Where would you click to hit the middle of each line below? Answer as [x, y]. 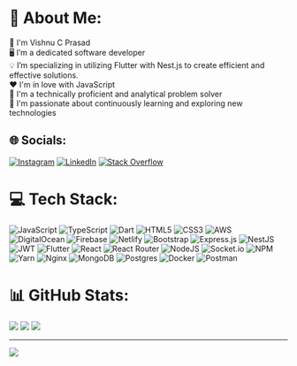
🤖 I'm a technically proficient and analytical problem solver [116, 94]
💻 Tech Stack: [64, 199]
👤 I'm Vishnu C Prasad [50, 42]
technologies [33, 112]
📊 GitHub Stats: [69, 295]
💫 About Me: [56, 18]
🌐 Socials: [38, 141]
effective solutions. [44, 75]
